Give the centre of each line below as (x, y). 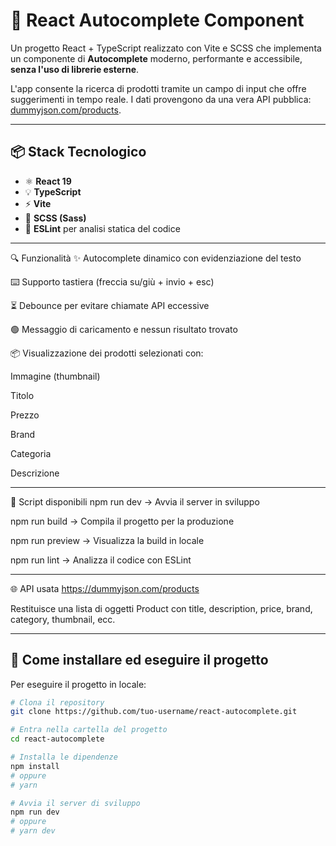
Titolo (22, 395)
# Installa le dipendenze (64, 757)
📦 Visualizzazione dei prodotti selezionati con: (107, 353)
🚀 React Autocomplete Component (157, 20)
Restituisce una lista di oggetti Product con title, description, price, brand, (161, 608)
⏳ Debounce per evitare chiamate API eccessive (110, 305)
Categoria (31, 453)
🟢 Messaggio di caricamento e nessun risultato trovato (124, 329)
